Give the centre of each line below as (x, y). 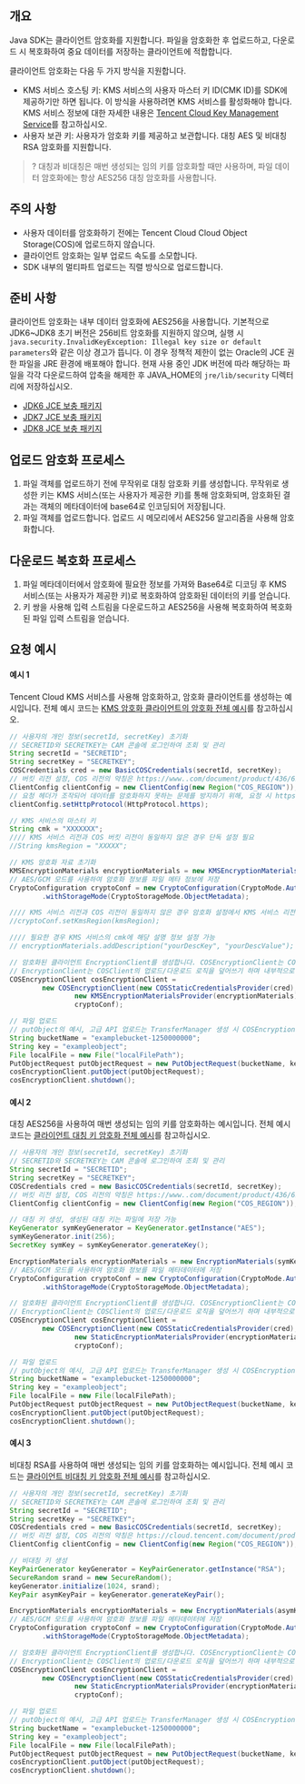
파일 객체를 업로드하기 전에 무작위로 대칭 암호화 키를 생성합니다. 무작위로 (151, 484)
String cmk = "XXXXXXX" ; (56, 829)
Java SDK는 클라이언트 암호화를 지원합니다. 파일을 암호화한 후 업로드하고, (140, 40)
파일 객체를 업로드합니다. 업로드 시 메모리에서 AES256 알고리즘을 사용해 (150, 518)
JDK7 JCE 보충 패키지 (62, 418)
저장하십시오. (49, 387)
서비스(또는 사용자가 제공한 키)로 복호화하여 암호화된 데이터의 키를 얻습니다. (156, 596)
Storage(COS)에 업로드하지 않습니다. (89, 244)
